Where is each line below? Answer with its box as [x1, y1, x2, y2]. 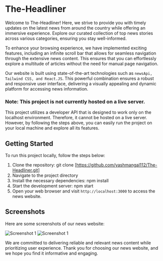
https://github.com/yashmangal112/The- [76, 162, 158, 168]
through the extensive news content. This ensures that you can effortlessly [5, 55, 157, 61]
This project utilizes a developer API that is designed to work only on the [5, 109, 152, 115]
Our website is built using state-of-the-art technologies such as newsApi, [5, 70, 153, 76]
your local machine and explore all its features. [5, 125, 100, 131]
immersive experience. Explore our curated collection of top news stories [5, 30, 153, 36]
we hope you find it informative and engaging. [5, 250, 98, 256]
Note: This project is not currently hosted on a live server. [5, 98, 145, 105]
